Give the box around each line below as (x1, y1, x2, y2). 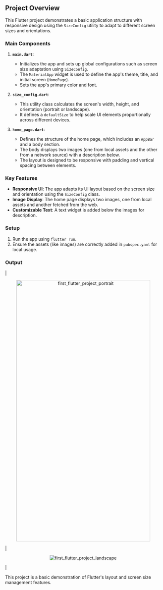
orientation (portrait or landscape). (19, 107, 91, 112)
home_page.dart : (12, 126, 46, 133)
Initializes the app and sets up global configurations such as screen (19, 61, 158, 67)
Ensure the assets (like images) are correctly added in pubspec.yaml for (12, 241, 158, 247)
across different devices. (19, 117, 71, 123)
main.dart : (12, 52, 34, 57)
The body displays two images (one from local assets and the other (19, 147, 158, 153)
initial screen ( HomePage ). (19, 77, 69, 83)
